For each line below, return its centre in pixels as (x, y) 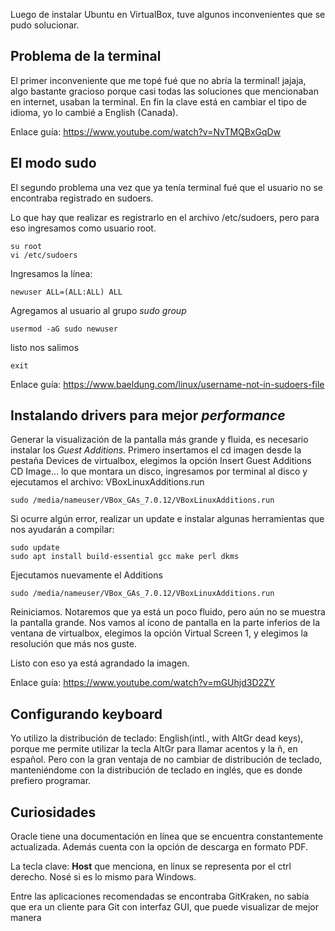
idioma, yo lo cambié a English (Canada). (94, 112)
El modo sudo (53, 163)
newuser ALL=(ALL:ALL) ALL (66, 292)
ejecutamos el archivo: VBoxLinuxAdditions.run (107, 482)
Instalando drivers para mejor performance (148, 415)
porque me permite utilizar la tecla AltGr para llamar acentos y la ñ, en (154, 749)
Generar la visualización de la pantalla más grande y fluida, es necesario (159, 440)
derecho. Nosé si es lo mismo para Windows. (103, 877)
